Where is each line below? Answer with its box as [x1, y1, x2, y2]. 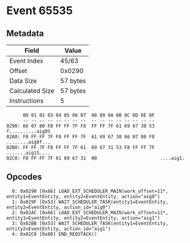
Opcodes [6, 172, 42, 182]
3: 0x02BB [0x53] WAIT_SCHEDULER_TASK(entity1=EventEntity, [12, 220, 169, 226]
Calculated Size [9, 87, 55, 95]
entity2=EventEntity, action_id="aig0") [6, 204, 112, 210]
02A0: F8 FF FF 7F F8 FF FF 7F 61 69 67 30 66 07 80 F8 [6, 134, 155, 140]
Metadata [6, 28, 44, 39]
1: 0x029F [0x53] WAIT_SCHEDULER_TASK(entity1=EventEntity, [12, 199, 169, 205]
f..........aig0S [6, 128, 51, 134]
